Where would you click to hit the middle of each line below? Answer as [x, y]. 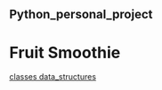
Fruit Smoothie [65, 52]
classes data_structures [53, 77]
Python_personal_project [81, 15]
